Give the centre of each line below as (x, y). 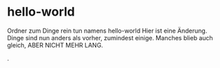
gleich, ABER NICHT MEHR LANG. (55, 45)
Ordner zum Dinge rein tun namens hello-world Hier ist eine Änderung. (107, 31)
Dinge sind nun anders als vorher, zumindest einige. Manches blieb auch (110, 37)
